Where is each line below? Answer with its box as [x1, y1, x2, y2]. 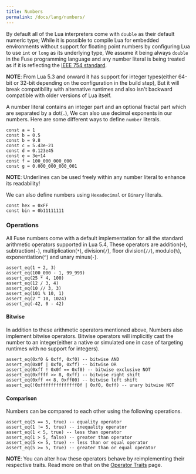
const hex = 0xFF [6, 203, 49, 208]
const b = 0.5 [6, 132, 41, 138]
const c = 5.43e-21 [6, 142, 54, 148]
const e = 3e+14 [6, 153, 46, 159]
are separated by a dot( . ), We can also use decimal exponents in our [6, 110, 173, 117]
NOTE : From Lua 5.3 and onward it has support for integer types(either [6, 73, 177, 80]
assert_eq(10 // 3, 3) [6, 285, 62, 291]
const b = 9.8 [6, 137, 41, 143]
